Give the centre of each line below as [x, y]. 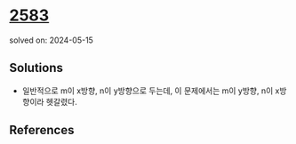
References [42, 130]
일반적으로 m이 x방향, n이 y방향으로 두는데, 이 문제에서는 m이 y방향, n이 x [151, 91]
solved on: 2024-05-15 [51, 40]
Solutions [36, 68]
